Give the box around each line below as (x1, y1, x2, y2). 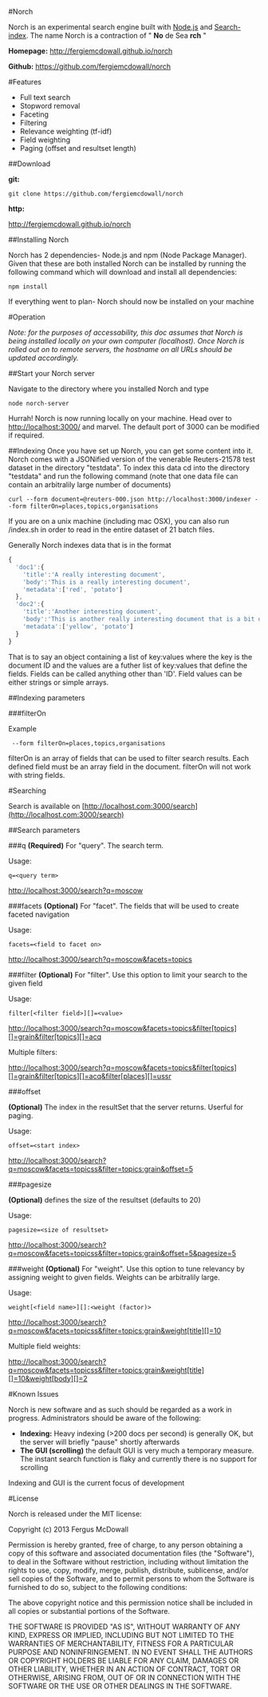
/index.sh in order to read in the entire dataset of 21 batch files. (8, 525, 215, 534)
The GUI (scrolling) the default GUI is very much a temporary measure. (19, 1445, 254, 1455)
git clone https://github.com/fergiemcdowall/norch (8, 190, 183, 198)
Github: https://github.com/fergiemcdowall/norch (8, 61, 171, 71)
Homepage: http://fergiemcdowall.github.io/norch (8, 46, 173, 55)
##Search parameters (8, 825, 81, 835)
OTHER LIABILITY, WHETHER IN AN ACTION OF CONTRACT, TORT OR (8, 1664, 241, 1674)
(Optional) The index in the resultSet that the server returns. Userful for (8, 1102, 243, 1112)
